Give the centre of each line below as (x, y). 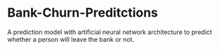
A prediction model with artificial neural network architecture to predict (110, 32)
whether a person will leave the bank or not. (71, 39)
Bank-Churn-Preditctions (83, 13)
